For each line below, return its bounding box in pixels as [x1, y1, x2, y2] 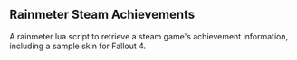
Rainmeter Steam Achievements [9, 7, 196, 22]
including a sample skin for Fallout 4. [9, 40, 147, 51]
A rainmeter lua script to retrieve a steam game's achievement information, [9, 30, 288, 41]
